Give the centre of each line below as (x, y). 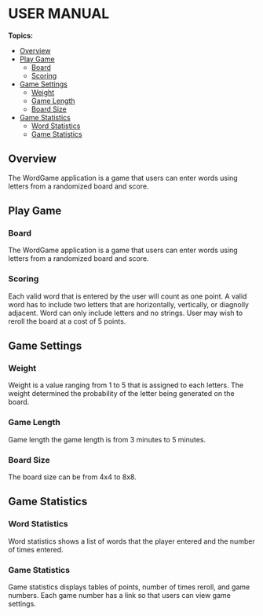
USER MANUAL (59, 14)
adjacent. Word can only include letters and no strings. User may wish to (126, 313)
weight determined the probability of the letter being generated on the (121, 394)
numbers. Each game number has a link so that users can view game (120, 595)
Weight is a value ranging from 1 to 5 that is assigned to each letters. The (126, 385)
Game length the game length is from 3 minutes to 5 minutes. (107, 439)
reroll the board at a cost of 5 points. (67, 321)
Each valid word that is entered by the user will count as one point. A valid (128, 296)
